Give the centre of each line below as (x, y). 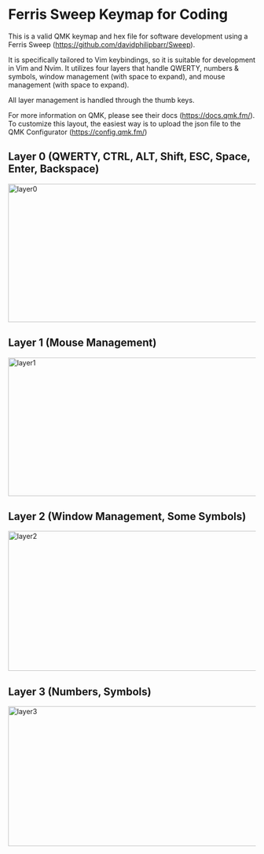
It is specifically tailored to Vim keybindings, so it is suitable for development (132, 60)
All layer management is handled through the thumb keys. (101, 100)
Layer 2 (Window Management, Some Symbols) (127, 516)
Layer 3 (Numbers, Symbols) (80, 692)
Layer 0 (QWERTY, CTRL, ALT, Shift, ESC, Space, (129, 157)
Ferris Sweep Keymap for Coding (118, 15)
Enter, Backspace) (54, 169)
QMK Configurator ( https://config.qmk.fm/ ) (78, 132)
